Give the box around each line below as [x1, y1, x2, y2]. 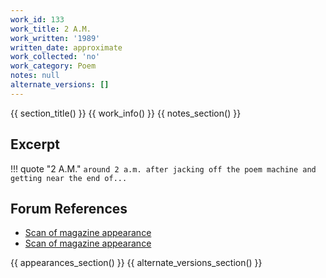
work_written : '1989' [10, 33, 101, 43]
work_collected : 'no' [10, 52, 101, 62]
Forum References [10, 200, 128, 217]
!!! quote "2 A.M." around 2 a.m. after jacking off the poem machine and [10, 162, 317, 175]
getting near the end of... [10, 173, 128, 183]
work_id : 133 [10, 14, 65, 25]
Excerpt [10, 136, 61, 153]
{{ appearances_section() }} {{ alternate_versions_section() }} [10, 257, 263, 269]
